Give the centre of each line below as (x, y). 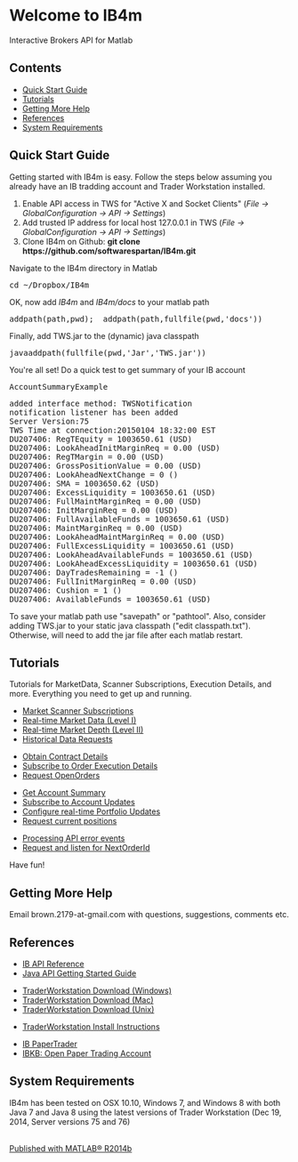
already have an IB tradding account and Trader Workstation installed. (137, 186)
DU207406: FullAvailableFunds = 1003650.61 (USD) (120, 519)
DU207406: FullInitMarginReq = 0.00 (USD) (103, 581)
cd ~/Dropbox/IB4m (49, 285)
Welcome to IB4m (76, 16)
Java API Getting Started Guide (79, 973)
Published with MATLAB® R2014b (71, 1148)
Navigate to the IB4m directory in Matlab (84, 268)
